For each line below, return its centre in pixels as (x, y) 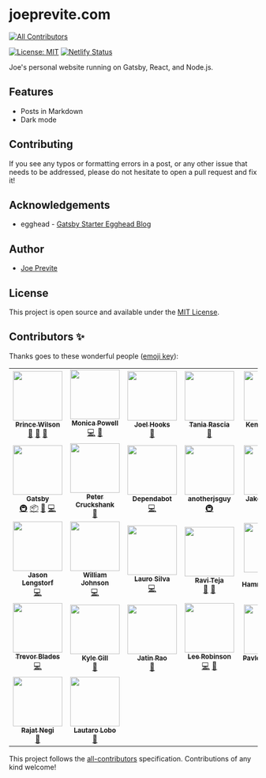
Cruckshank (95, 505)
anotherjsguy (209, 499)
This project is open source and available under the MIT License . (114, 312)
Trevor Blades (37, 656)
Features (31, 92)
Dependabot (152, 499)
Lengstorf (37, 583)
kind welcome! (33, 767)
